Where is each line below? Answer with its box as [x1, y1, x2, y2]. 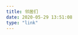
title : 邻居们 [6, 8, 38, 15]
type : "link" [6, 20, 38, 26]
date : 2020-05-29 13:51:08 [6, 14, 73, 20]
